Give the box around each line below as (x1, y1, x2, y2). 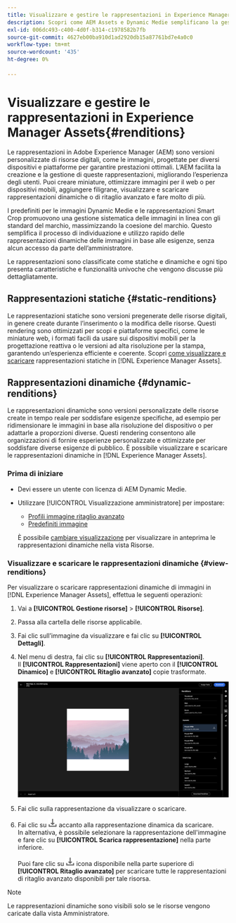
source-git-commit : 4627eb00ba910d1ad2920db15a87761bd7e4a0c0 (7, 34, 193, 41)
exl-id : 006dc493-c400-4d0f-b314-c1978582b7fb (7, 26, 146, 33)
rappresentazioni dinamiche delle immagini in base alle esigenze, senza (7, 236, 215, 244)
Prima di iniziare (7, 469, 64, 479)
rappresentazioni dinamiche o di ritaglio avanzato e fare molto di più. (7, 192, 206, 201)
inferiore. (17, 843, 44, 851)
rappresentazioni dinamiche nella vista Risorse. (17, 541, 155, 549)
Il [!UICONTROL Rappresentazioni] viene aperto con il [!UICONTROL (17, 660, 218, 668)
